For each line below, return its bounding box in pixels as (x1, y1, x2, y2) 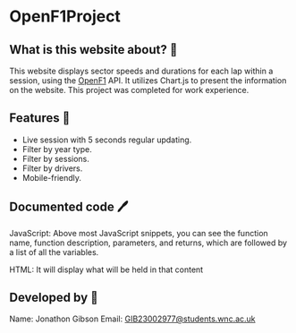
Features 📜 (9, 110, 71, 126)
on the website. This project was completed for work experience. (9, 85, 249, 95)
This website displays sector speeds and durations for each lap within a (9, 65, 274, 76)
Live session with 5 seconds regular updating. (21, 134, 192, 145)
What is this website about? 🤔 (9, 42, 178, 57)
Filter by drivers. (21, 163, 83, 174)
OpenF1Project (9, 6, 121, 27)
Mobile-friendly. (21, 172, 82, 183)
